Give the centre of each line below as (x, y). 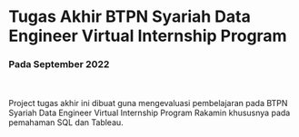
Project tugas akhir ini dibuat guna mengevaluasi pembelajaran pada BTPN (148, 103)
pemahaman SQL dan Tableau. (66, 122)
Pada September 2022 (59, 64)
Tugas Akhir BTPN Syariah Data (130, 17)
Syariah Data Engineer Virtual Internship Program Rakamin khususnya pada (149, 113)
